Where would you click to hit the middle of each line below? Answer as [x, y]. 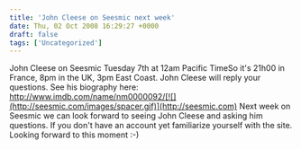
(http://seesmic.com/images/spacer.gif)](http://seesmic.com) [123, 106]
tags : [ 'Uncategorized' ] [56, 43]
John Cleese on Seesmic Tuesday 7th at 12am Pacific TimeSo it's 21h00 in [147, 68]
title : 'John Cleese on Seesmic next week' [92, 18]
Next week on [265, 106]
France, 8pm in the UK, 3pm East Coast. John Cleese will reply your [135, 78]
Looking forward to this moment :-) [74, 135]
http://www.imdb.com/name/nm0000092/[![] [93, 97]
